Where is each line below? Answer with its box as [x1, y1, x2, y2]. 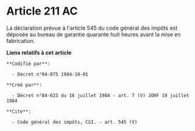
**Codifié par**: [6, 61, 51, 67]
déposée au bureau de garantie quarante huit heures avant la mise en [6, 30, 181, 38]
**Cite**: [6, 108, 32, 115]
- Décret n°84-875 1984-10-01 [12, 71, 88, 77]
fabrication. [6, 37, 35, 44]
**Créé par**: [6, 82, 43, 88]
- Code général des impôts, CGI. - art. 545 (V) [12, 119, 138, 125]
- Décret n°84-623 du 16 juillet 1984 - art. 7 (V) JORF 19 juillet [12, 92, 190, 98]
